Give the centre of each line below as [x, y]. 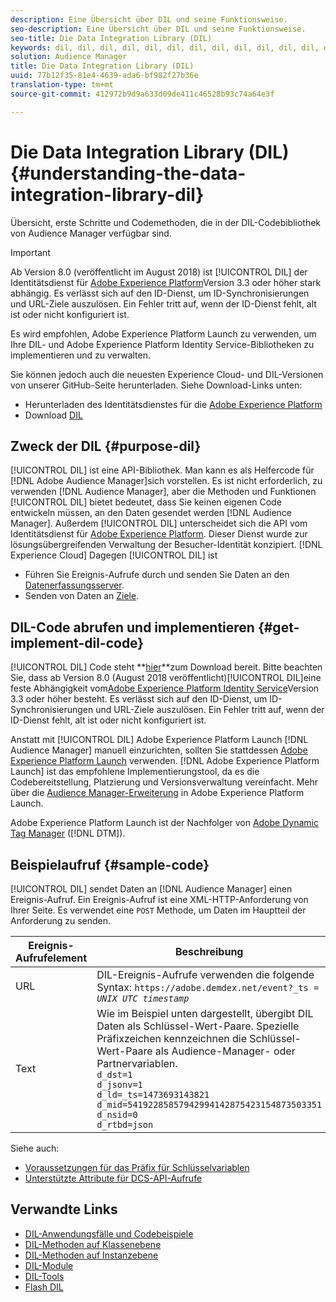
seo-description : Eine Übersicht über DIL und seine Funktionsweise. [158, 29]
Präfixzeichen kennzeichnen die [171, 1038]
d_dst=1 [114, 1074]
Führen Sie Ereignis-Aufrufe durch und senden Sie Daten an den [157, 575]
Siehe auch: [35, 1148]
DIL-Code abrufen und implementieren [132, 627]
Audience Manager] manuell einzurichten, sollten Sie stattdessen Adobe [159, 750]
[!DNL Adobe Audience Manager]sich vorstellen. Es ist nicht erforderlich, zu [166, 481]
